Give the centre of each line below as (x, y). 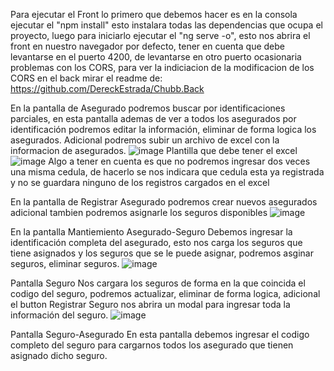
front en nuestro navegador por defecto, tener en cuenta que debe (147, 46)
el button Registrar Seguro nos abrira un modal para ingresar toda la (150, 304)
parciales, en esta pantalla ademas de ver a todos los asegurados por (153, 118)
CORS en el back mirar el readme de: (86, 78)
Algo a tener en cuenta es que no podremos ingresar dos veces (179, 161)
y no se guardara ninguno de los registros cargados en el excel (140, 182)
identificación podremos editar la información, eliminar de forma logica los (163, 129)
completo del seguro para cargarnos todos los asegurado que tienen (152, 345)
